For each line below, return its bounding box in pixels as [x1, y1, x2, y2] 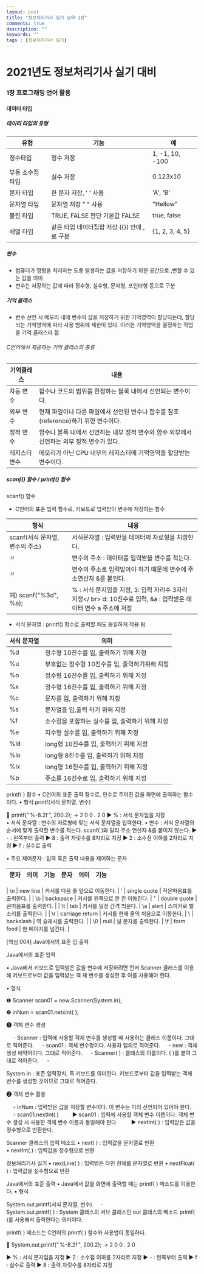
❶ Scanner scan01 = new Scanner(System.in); [6, 996, 123, 1004]
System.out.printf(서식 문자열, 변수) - [6, 1200, 103, 1208]
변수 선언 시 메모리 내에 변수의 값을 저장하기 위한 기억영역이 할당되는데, [15, 313, 184, 320]
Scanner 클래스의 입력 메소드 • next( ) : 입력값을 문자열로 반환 [6, 1139, 155, 1146]
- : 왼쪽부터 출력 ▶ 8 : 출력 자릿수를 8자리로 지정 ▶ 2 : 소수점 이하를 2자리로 [6, 834, 188, 841]
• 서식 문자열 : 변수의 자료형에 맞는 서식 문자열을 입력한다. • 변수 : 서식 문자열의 [6, 818, 195, 826]
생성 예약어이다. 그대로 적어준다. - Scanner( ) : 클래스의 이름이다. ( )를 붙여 [6, 1049, 191, 1057]
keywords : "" [6, 32, 39, 38]
